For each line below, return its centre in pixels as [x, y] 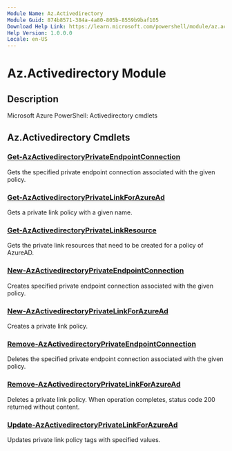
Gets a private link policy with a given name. [70, 212]
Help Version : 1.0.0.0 [40, 33]
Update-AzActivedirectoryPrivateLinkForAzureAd [93, 425]
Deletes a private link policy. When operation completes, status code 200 [111, 399]
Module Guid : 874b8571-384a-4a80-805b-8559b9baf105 [83, 20]
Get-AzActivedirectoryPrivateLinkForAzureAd [86, 197]
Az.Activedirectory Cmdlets [69, 137]
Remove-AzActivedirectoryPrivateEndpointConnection [102, 344]
